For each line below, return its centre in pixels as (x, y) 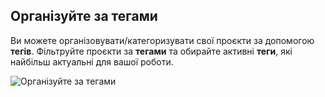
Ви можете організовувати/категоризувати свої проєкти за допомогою (162, 40)
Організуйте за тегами (84, 16)
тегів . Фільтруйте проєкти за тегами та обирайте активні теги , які (151, 51)
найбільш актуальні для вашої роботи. (92, 61)
